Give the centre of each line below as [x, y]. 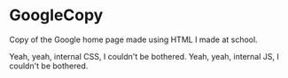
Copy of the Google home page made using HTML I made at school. [134, 39]
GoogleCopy [56, 15]
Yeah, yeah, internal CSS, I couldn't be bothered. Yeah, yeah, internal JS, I [144, 56]
